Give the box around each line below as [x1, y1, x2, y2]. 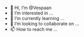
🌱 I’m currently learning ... [10, 15, 65, 21]
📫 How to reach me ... [10, 26, 58, 32]
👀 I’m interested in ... [10, 10, 53, 16]
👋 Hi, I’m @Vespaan [10, 5, 52, 10]
